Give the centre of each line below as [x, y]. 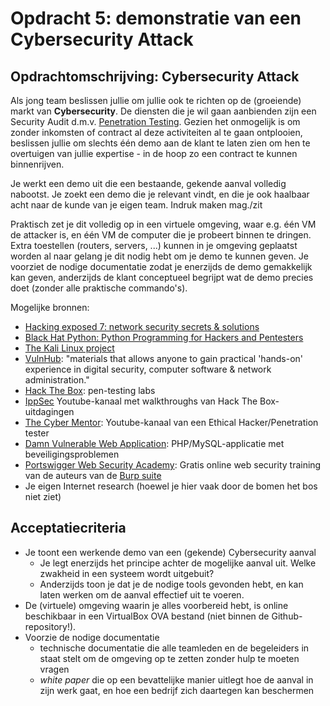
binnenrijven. [37, 164]
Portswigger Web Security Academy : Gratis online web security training [173, 465]
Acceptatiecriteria [68, 528]
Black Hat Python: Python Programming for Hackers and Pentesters [164, 337]
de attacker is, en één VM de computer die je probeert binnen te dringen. [161, 235]
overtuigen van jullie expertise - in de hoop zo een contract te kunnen [154, 153]
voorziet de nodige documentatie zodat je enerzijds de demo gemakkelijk [161, 266]
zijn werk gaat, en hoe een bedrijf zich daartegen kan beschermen [177, 690]
